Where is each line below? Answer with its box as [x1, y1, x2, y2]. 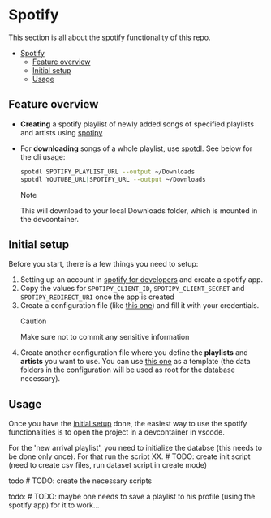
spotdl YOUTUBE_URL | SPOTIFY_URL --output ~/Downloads [19, 175, 206, 183]
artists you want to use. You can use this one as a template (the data [19, 357, 251, 366]
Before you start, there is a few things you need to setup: [8, 259, 199, 269]
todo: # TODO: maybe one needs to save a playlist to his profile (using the [8, 492, 256, 502]
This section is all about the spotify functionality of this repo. [8, 32, 211, 42]
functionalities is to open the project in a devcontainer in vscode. [8, 427, 226, 437]
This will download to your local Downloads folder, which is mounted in [19, 205, 258, 216]
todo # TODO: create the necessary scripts [8, 476, 153, 486]
